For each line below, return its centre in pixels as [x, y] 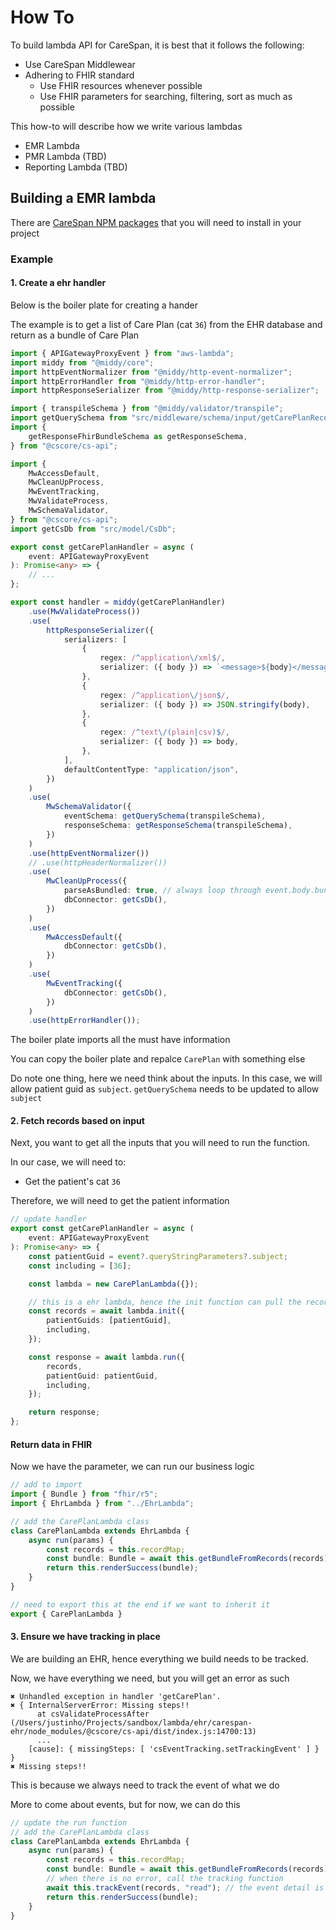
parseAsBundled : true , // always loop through [162, 891]
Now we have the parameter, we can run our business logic [132, 1467]
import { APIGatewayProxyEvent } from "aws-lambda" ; [122, 353]
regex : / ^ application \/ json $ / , [164, 695]
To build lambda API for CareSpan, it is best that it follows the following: [157, 45]
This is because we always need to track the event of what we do [145, 1785]
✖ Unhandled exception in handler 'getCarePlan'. [116, 1696]
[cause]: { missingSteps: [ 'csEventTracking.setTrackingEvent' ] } [174, 1749]
